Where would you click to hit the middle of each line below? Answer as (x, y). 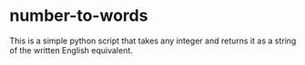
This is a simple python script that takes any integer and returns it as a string (153, 41)
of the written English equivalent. (71, 50)
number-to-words (79, 16)
